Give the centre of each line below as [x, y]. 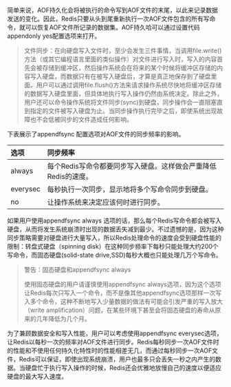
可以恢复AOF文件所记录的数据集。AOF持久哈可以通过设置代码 [113, 27]
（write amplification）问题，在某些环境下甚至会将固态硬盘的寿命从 [119, 310]
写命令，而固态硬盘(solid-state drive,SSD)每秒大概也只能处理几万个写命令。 [114, 255]
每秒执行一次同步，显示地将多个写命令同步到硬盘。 [130, 189]
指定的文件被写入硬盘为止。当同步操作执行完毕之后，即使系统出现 [123, 111]
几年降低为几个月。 [63, 318]
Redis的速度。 [70, 176]
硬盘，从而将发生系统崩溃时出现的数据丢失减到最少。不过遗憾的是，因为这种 [115, 229]
